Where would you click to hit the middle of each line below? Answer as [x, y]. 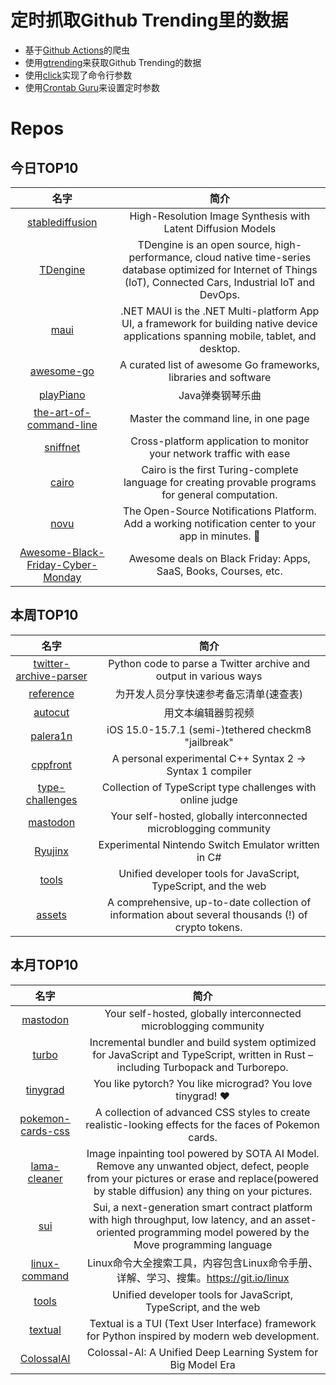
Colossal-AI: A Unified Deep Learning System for [203, 1352]
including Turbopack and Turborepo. [202, 1067]
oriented [116, 1232]
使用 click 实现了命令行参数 [78, 75]
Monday [62, 577]
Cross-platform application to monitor [220, 441]
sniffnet [62, 447]
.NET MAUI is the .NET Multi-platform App [220, 311]
